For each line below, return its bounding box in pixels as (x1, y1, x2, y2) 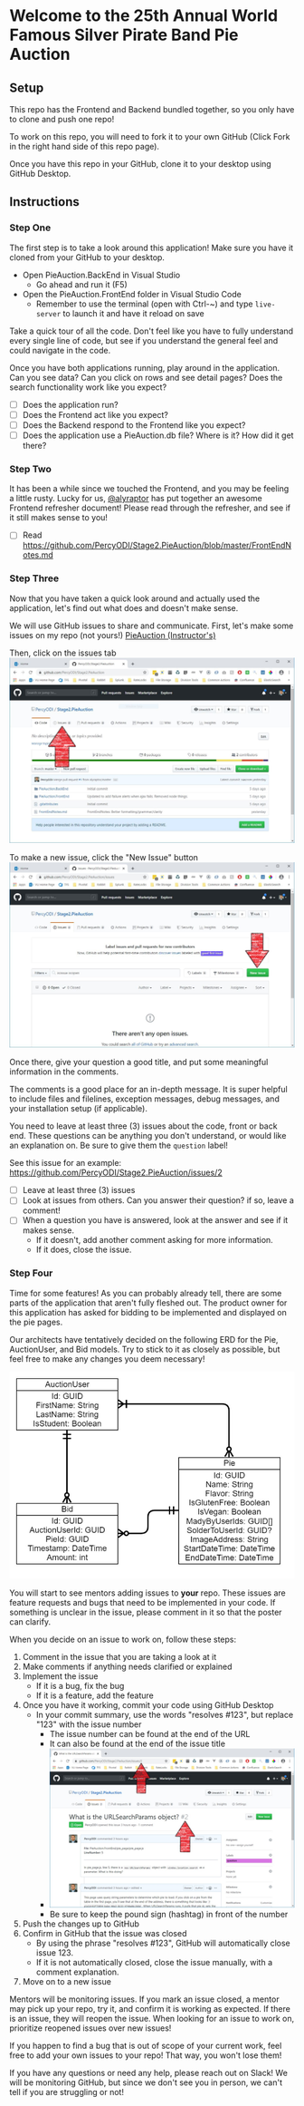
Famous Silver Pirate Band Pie (9, 24, 239, 45)
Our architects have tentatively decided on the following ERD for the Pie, (9, 1334, 279, 1344)
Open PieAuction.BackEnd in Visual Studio (22, 269, 181, 280)
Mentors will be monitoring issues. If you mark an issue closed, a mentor (9, 1994, 280, 2004)
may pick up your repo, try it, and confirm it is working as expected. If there (9, 2004, 291, 2014)
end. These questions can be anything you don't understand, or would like (9, 1131, 287, 1141)
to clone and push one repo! (9, 114, 115, 124)
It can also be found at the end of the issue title (49, 1738, 226, 1750)
